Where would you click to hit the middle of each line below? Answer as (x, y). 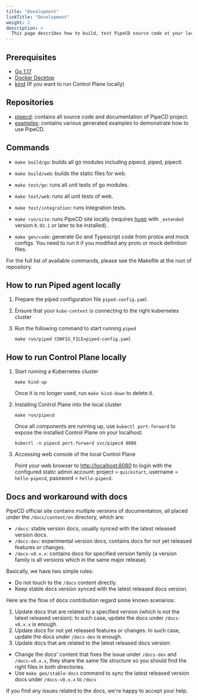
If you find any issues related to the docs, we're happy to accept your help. (97, 691)
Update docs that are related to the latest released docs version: (93, 643)
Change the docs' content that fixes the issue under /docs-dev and (95, 654)
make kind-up (31, 382)
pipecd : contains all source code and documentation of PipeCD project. (101, 117)
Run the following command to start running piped (75, 329)
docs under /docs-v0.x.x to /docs (56, 679)
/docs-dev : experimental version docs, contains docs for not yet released (103, 541)
